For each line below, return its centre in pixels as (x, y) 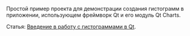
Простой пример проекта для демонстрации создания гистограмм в (95, 9)
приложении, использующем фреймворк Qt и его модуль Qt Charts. (93, 15)
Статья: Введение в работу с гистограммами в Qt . (71, 27)
